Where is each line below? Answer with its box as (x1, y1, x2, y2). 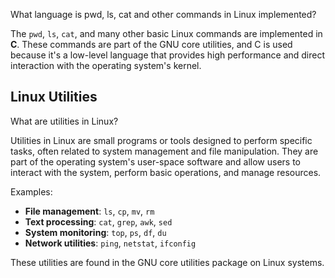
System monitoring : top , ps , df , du (24, 226, 167, 238)
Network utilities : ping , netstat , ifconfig (24, 237, 197, 249)
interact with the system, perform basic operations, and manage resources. (10, 166, 322, 178)
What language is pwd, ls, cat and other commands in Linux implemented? (10, 9, 317, 20)
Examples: (10, 185, 53, 198)
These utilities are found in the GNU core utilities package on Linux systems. (10, 256, 325, 268)
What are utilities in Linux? (10, 115, 119, 127)
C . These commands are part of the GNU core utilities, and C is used (10, 39, 293, 50)
